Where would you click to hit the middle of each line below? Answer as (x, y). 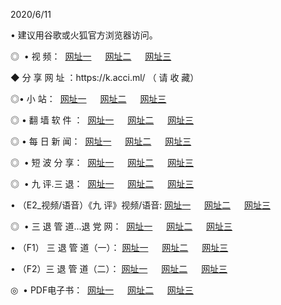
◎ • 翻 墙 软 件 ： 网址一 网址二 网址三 (102, 120)
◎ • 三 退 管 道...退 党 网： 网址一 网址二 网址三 (121, 226)
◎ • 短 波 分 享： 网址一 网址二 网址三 (102, 162)
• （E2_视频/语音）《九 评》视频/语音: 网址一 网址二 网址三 (140, 205)
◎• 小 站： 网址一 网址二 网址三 (88, 98)
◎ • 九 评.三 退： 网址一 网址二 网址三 (102, 183)
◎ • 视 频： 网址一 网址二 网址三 (91, 56)
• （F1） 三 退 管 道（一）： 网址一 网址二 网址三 (119, 247)
